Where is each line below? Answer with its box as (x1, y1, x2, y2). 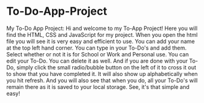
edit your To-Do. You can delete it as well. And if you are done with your (6, 57, 188, 64)
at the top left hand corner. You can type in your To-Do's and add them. (6, 44, 187, 51)
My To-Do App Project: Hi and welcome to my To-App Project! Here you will (6, 25, 198, 32)
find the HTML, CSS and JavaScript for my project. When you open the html (6, 31, 198, 38)
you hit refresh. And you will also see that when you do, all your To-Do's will (6, 77, 198, 84)
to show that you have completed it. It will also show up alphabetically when (6, 70, 198, 77)
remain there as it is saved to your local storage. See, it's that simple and (6, 83, 190, 90)
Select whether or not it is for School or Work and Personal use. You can (6, 50, 189, 58)
